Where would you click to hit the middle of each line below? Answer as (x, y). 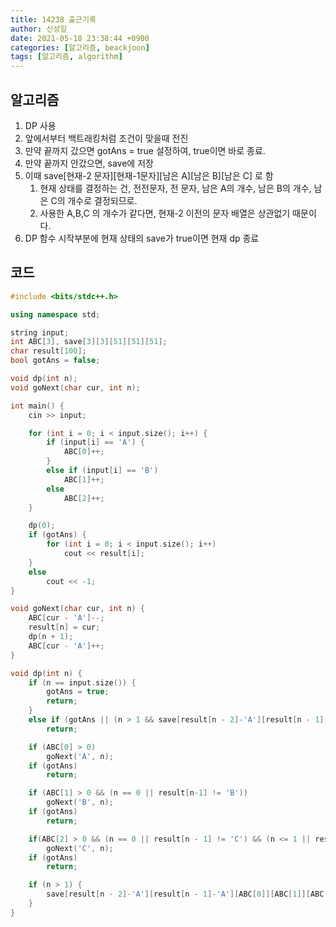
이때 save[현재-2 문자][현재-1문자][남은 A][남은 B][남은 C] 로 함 (149, 175)
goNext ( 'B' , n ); (80, 802)
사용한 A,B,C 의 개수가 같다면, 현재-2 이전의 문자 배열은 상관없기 (165, 213)
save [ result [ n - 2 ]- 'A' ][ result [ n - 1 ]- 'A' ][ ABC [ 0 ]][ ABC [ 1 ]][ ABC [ (187, 894)
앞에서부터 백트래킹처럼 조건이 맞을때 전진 (106, 138)
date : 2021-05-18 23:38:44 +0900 (80, 38)
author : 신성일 (39, 29)
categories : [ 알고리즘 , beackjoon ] (80, 47)
